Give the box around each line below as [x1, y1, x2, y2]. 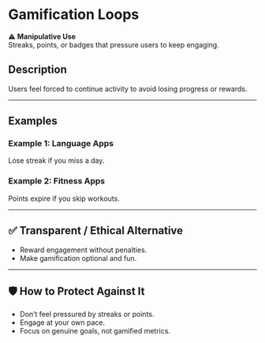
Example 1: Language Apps [8, 138, 114, 149]
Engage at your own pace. [19, 318, 106, 327]
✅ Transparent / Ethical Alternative [8, 224, 184, 238]
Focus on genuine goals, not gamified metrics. [19, 326, 171, 336]
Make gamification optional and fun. [19, 253, 137, 262]
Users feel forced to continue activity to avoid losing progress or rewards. [8, 84, 248, 93]
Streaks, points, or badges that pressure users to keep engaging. [8, 40, 219, 49]
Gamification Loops [8, 6, 140, 24]
